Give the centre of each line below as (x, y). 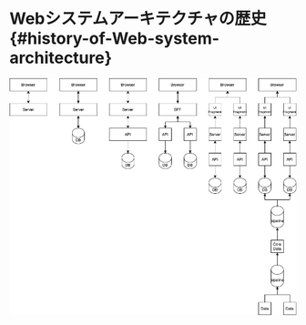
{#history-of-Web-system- (115, 39)
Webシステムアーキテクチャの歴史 (138, 19)
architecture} (61, 58)
